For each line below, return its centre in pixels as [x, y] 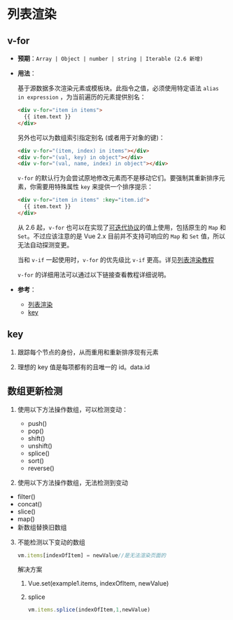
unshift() [40, 446]
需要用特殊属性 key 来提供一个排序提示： [95, 187]
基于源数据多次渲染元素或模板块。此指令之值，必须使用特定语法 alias [118, 88]
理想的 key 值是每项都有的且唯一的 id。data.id [84, 367]
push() [37, 423]
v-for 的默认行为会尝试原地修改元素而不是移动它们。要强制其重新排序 [118, 178]
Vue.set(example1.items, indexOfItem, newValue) [98, 584]
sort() [36, 460]
